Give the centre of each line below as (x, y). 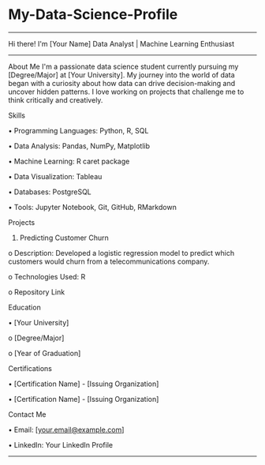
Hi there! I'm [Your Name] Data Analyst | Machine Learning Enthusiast (121, 43)
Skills (17, 115)
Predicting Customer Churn (64, 238)
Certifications (30, 368)
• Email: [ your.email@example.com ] (66, 429)
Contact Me (27, 414)
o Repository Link (37, 292)
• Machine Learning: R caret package (69, 161)
